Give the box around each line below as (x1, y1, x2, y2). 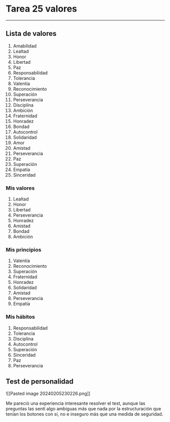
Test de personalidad (6, 377, 74, 386)
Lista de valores (6, 29, 57, 38)
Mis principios (6, 246, 42, 253)
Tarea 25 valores (6, 3, 77, 15)
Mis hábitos (6, 313, 35, 320)
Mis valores (6, 184, 35, 191)
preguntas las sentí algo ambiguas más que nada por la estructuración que (6, 406, 161, 412)
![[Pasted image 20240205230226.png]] (6, 391, 90, 397)
